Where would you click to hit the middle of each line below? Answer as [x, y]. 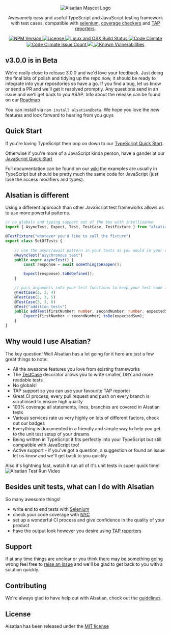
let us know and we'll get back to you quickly [60, 455]
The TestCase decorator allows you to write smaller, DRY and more [83, 374]
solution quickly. [22, 570]
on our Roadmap [23, 100]
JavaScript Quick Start [29, 158]
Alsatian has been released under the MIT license [57, 626]
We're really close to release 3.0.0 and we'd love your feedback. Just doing [84, 73]
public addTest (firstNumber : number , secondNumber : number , [79, 311]
